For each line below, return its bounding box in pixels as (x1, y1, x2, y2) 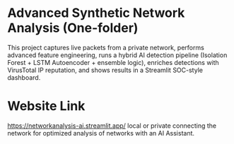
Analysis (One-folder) (7, 20, 139, 36)
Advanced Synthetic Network (7, 5, 185, 21)
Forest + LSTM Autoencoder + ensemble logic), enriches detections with (7, 58, 219, 66)
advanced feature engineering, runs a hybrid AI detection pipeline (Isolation (7, 51, 228, 59)
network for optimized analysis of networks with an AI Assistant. (7, 128, 195, 137)
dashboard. (7, 73, 41, 82)
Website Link (7, 98, 86, 114)
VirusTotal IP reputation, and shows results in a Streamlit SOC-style (7, 66, 204, 74)
